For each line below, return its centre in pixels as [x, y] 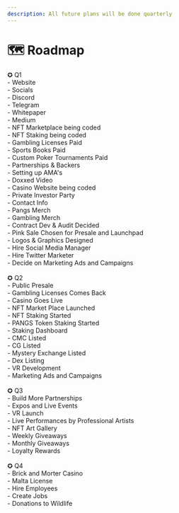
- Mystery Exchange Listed [47, 353]
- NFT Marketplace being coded [54, 127]
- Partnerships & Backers [44, 165]
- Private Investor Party [41, 195]
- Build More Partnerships [45, 398]
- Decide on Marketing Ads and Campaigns [70, 263]
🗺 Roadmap [46, 50]
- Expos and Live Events [42, 405]
